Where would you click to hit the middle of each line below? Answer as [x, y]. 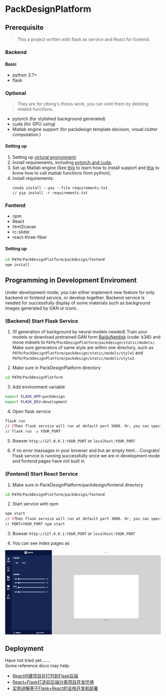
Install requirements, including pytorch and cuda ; [62, 162]
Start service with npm [35, 504]
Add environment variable [39, 387]
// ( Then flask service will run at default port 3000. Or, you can [77, 519]
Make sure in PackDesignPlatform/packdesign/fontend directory [78, 485]
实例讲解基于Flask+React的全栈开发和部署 [55, 688]
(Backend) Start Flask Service [41, 321]
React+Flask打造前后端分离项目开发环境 [53, 682]
